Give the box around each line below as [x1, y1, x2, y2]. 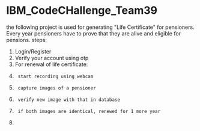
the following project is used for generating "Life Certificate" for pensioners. [6, 23, 195, 31]
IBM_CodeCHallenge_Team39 [6, 4, 158, 17]
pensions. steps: [6, 36, 47, 43]
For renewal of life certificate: [14, 61, 88, 68]
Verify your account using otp [14, 54, 89, 61]
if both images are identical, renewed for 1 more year [17, 108, 161, 114]
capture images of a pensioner [17, 85, 96, 91]
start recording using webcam [17, 73, 94, 79]
